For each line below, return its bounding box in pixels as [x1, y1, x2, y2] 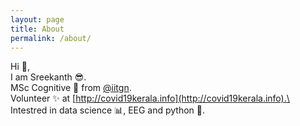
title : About [10, 24, 65, 34]
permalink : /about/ [10, 33, 92, 43]
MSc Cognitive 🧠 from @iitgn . [10, 82, 132, 94]
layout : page [10, 14, 65, 25]
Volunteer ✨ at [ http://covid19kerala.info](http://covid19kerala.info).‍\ [10, 92, 290, 105]
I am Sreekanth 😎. [10, 71, 87, 83]
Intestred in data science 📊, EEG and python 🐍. [10, 104, 206, 116]
